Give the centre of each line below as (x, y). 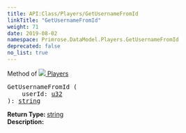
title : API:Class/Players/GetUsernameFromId (73, 14)
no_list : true (28, 53)
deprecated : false (34, 46)
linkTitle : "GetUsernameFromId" (54, 20)
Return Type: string (36, 114)
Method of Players (38, 73)
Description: (25, 121)
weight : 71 (23, 27)
